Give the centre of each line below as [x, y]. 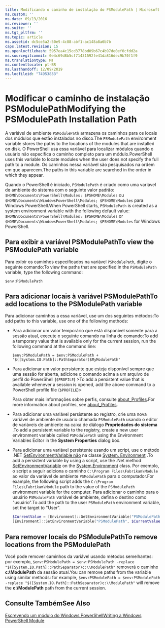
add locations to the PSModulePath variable [74, 304]
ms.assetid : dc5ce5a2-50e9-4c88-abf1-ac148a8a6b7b [58, 42]
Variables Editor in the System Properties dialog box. [66, 440]
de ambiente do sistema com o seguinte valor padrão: [60, 190]
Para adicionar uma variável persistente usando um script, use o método [86, 450]
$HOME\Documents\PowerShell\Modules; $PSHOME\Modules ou [65, 195]
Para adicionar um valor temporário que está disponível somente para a [85, 331]
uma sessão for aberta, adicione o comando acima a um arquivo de [81, 374]
